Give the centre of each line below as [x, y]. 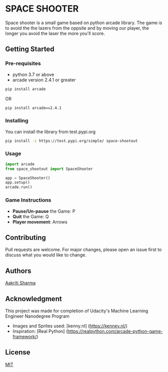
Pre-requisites [23, 63]
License [18, 352]
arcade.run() [19, 187]
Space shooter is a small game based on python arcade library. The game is [84, 23]
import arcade [20, 164]
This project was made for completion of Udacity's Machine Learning [77, 311]
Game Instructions [28, 200]
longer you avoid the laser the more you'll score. [55, 33]
